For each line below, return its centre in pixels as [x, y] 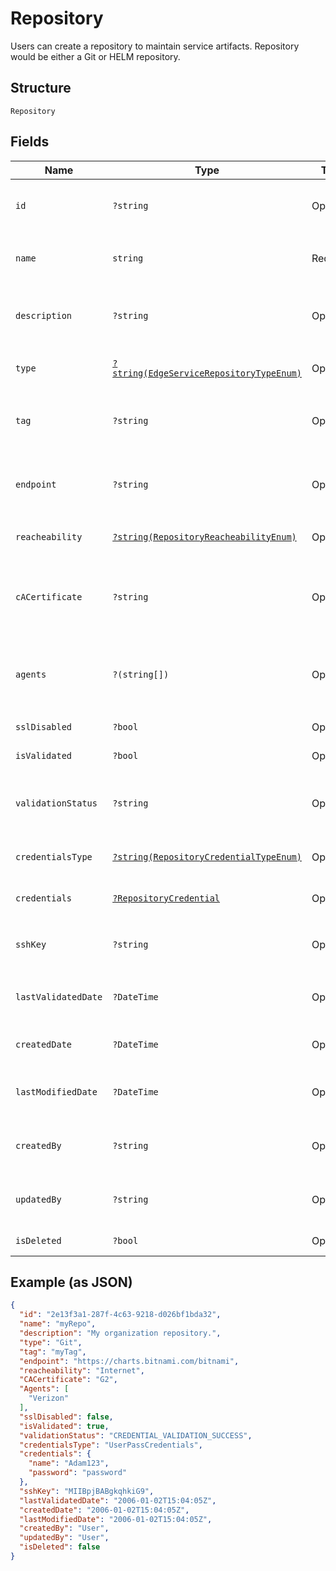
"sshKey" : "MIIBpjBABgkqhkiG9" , [87, 1491]
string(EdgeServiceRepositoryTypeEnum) [207, 373]
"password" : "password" [78, 1473]
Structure [41, 88]
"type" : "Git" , [51, 1342]
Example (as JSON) [71, 1282]
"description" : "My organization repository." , [120, 1333]
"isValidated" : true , [64, 1426]
